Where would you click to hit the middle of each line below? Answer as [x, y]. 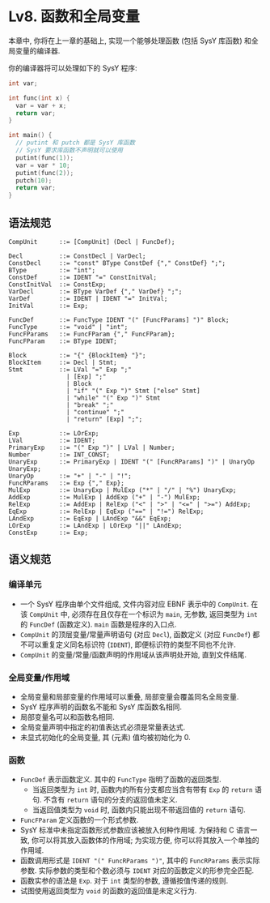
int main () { [30, 135]
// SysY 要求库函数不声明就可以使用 [70, 151]
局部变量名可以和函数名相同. [67, 717]
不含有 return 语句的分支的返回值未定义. [110, 800]
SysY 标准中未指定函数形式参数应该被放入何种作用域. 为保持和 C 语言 [135, 830]
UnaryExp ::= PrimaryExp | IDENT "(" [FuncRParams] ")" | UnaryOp [131, 462]
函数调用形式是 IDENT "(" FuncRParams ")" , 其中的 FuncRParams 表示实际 [140, 861]
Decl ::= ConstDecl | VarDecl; [78, 256]
